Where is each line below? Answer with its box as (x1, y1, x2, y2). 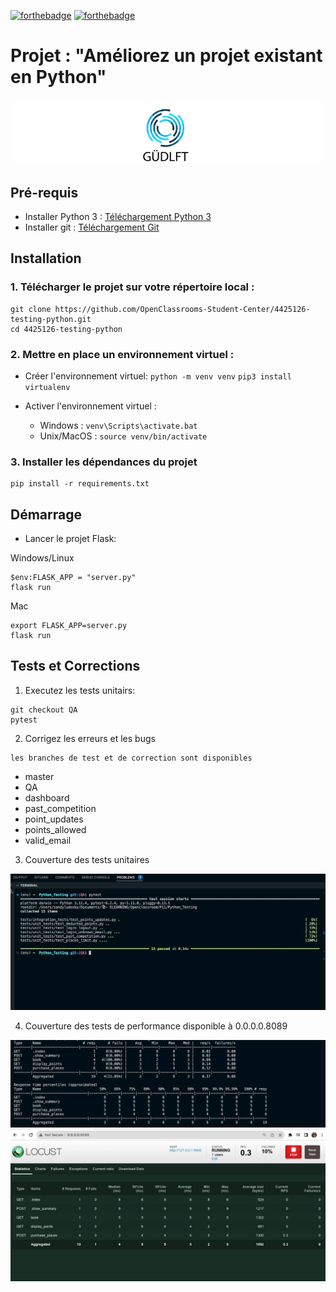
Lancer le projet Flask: (24, 533, 117, 545)
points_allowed (24, 823, 87, 835)
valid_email (24, 834, 72, 846)
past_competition (24, 802, 97, 814)
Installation (10, 250, 82, 267)
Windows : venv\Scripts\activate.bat (39, 419, 198, 431)
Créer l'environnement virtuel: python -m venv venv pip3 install (24, 370, 292, 382)
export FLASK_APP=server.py (10, 621, 128, 631)
